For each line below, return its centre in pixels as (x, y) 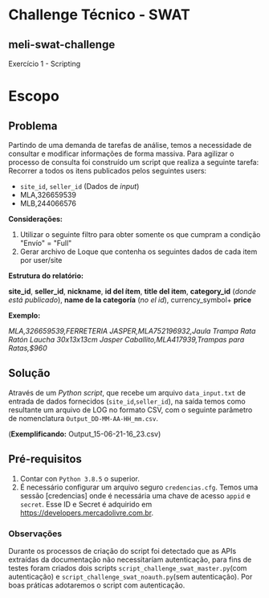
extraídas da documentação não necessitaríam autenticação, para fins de (130, 559)
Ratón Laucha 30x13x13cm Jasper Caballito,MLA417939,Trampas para (126, 340)
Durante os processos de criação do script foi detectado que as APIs (122, 551)
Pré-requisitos (45, 459)
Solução (29, 373)
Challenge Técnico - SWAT (99, 15)
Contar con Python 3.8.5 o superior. (80, 478)
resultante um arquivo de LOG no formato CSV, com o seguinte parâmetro (130, 410)
